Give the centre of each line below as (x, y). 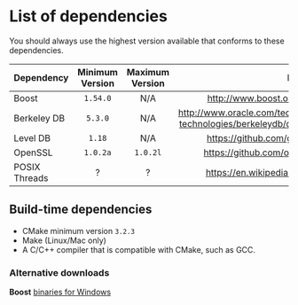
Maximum (148, 72)
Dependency (41, 77)
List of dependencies (89, 16)
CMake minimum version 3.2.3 (78, 231)
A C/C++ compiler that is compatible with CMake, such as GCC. (138, 249)
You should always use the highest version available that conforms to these (147, 41)
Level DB (32, 137)
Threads (31, 177)
